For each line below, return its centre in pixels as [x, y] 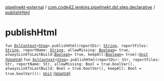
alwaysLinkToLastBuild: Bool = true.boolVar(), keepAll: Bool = [73, 68]
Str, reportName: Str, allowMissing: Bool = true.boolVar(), [70, 64]
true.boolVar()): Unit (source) [38, 73]
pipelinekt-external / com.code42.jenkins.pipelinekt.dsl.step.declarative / [80, 7]
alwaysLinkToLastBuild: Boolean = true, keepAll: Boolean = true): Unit [77, 54]
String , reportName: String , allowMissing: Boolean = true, [68, 50]
